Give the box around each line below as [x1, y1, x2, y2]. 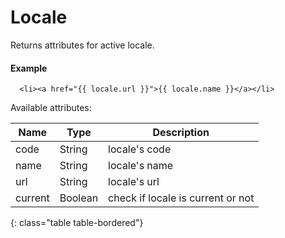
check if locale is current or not [108, 191, 255, 205]
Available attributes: [10, 102, 92, 114]
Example [10, 62, 48, 74]
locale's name [108, 159, 174, 173]
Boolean [59, 191, 99, 205]
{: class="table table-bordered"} [10, 217, 144, 229]
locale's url [108, 175, 160, 189]
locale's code [108, 142, 172, 156]
